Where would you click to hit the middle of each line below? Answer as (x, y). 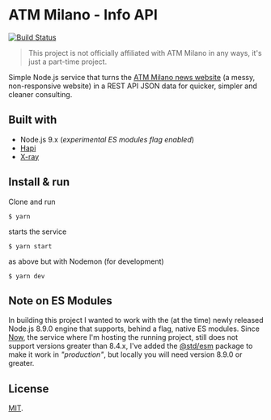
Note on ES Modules (60, 301)
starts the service (38, 231)
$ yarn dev (27, 276)
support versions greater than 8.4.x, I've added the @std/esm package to (131, 346)
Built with (33, 120)
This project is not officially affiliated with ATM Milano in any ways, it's (145, 53)
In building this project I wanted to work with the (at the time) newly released (136, 320)
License (29, 389)
